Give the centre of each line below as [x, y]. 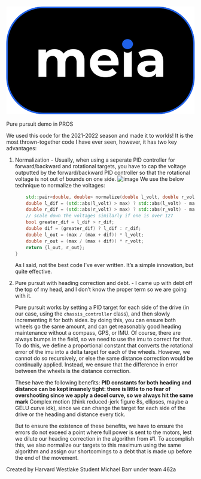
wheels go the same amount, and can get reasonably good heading [98, 326]
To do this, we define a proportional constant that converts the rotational [104, 345]
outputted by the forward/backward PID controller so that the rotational [102, 172]
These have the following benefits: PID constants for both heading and [103, 383]
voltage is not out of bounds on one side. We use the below [99, 179]
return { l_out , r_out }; [55, 247]
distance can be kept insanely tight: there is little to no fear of [93, 389]
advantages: [22, 148]
